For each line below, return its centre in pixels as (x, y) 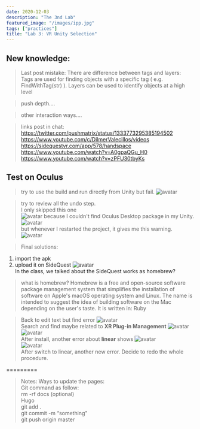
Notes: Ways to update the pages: (62, 381)
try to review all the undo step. (58, 203)
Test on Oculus (35, 177)
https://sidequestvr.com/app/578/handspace (76, 146)
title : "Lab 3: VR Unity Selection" (52, 34)
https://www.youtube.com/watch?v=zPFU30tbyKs (83, 158)
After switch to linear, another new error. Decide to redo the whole (102, 352)
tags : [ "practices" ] (32, 28)
